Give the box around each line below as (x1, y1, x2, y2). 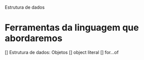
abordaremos (5, 33, 63, 44)
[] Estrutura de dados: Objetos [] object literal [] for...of (5, 49, 119, 55)
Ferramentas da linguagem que (5, 22, 139, 33)
